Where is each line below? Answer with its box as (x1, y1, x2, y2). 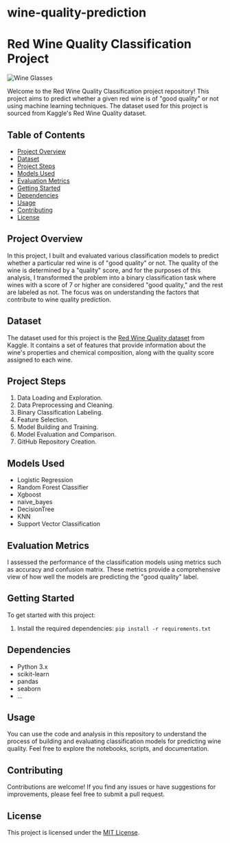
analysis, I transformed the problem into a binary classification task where (7, 273, 216, 282)
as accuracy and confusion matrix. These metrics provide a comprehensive (7, 565, 221, 573)
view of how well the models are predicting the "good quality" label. (7, 573, 199, 581)
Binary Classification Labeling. (16, 408, 103, 417)
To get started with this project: (7, 611, 96, 619)
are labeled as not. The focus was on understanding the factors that (7, 288, 199, 296)
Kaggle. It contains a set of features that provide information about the (7, 341, 206, 349)
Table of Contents (7, 129, 86, 140)
